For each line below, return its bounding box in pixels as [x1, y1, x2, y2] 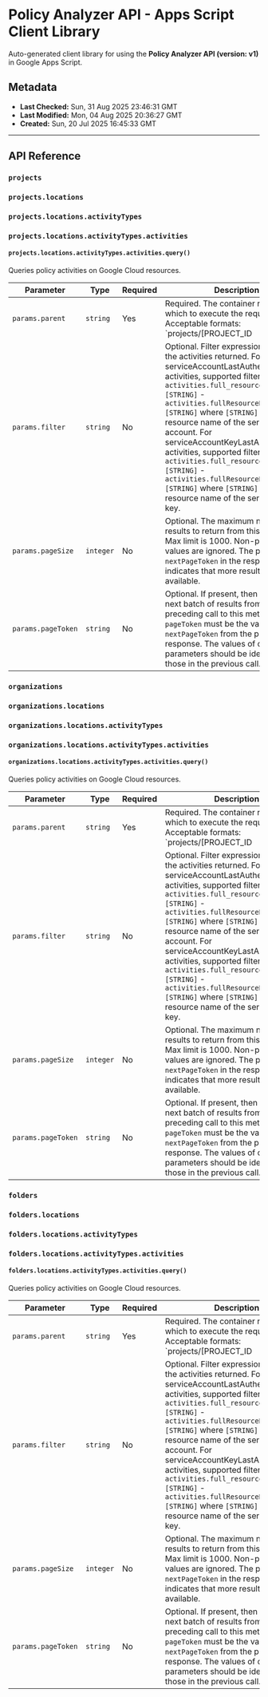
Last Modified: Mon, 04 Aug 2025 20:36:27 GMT [19, 110, 183, 120]
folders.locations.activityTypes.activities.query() [8, 1267, 187, 1275]
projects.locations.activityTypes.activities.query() [8, 249, 191, 257]
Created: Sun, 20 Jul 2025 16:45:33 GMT [19, 118, 157, 129]
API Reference [8, 149, 81, 163]
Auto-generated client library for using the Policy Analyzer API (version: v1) [8, 49, 259, 58]
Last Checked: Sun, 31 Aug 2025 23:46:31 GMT [19, 101, 178, 111]
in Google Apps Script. [8, 57, 83, 67]
